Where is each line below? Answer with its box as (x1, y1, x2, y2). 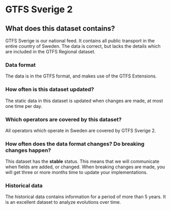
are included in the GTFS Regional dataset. (5, 49, 96, 54)
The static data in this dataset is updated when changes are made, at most (5, 98, 163, 104)
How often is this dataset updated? (5, 86, 94, 93)
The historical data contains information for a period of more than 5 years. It (5, 194, 166, 200)
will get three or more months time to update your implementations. (5, 169, 148, 176)
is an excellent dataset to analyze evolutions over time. (5, 199, 121, 205)
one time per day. (5, 103, 43, 109)
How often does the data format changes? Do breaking (5, 140, 145, 147)
